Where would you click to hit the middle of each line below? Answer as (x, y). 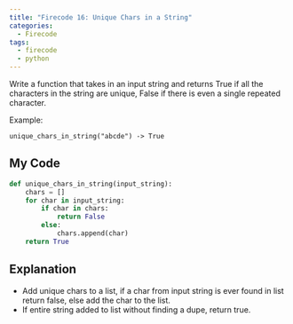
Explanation (43, 269)
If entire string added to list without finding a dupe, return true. (136, 309)
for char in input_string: (75, 201)
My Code (35, 164)
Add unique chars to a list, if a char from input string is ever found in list (153, 290)
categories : (31, 26)
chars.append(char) (92, 233)
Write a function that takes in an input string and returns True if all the (136, 84)
